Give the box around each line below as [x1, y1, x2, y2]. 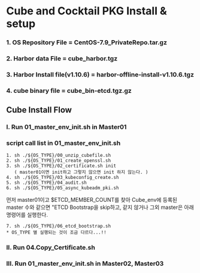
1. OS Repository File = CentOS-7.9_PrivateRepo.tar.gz [6, 38, 168, 47]
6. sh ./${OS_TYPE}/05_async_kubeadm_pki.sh [6, 185, 119, 191]
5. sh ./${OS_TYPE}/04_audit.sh [6, 180, 87, 186]
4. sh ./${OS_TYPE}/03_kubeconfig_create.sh [6, 175, 119, 181]
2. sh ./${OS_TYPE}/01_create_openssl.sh [6, 157, 111, 164]
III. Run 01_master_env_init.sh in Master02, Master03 [6, 259, 164, 268]
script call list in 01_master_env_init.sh [6, 139, 121, 147]
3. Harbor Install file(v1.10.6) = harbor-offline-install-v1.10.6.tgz [6, 70, 195, 78]
